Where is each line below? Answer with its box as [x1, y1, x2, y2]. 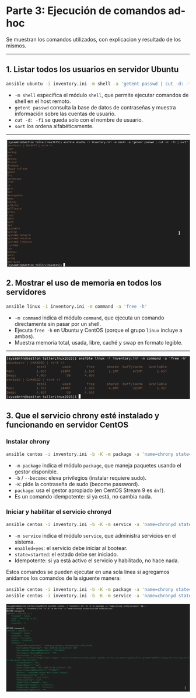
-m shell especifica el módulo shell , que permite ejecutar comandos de [14, 91, 189, 98]
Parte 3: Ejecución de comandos [6, 4, 166, 18]
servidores [6, 287, 47, 297]
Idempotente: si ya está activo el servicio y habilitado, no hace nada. [14, 557, 180, 564]
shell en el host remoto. [14, 98, 71, 105]
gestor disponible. [14, 468, 58, 475]
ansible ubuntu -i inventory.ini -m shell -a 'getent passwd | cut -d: [6, 81, 184, 87]
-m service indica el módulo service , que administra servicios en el [14, 532, 177, 539]
